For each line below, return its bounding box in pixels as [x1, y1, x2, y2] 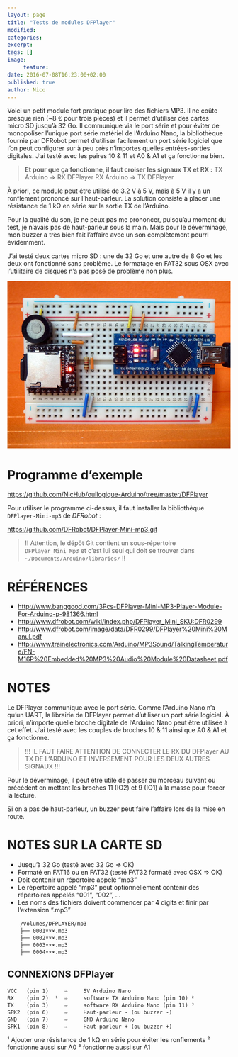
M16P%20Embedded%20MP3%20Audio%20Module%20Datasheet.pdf [17, 655, 229, 664]
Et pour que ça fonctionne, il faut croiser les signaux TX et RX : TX [24, 165, 223, 174]
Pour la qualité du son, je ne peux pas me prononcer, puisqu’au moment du [7, 216, 227, 224]
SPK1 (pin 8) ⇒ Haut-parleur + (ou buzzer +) [7, 1023, 173, 1030]
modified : [7, 26, 37, 33]
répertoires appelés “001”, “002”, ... [17, 890, 121, 900]
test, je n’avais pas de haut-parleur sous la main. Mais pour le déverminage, [7, 223, 228, 232]
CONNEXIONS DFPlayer [7, 968, 115, 980]
